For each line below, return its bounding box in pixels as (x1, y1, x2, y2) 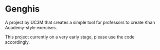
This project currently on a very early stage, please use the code (5, 34, 135, 40)
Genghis (5, 3, 40, 15)
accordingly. (5, 39, 30, 45)
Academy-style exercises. (5, 24, 57, 30)
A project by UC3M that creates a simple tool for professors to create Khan (5, 19, 155, 25)
